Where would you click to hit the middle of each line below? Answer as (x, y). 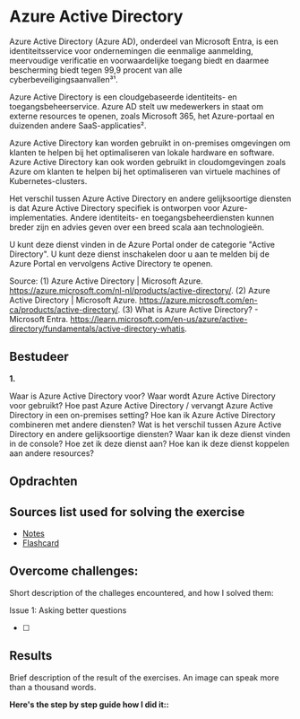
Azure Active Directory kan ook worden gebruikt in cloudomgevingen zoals (148, 162)
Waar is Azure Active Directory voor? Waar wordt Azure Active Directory (142, 396)
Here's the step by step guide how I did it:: (89, 704)
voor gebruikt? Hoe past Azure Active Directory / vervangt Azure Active (141, 405)
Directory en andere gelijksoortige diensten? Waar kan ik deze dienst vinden (150, 434)
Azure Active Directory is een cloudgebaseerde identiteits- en (123, 97)
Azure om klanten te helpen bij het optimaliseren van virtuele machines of (145, 171)
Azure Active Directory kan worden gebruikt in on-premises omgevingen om (150, 143)
